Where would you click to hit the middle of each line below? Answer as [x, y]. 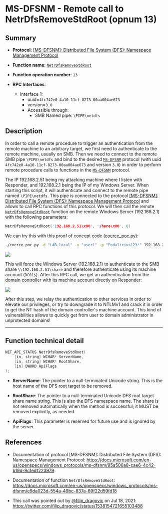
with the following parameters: [36, 217]
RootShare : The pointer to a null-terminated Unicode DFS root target [83, 395]
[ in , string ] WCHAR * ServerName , [49, 357]
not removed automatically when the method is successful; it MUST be [85, 406]
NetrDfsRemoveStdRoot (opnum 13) [81, 19]
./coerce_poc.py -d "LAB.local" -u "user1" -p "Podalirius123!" [73, 245]
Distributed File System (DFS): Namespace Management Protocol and [77, 201]
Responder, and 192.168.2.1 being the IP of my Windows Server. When [77, 185]
